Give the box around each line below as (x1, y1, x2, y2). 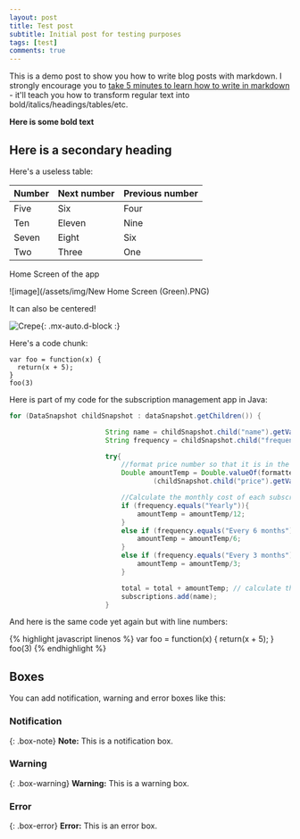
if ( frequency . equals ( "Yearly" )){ (121, 501, 250, 510)
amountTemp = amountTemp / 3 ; (137, 560, 242, 569)
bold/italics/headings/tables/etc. (9, 99, 129, 110)
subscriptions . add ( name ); (121, 592, 218, 601)
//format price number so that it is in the (121, 461, 290, 469)
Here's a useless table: (9, 166, 94, 177)
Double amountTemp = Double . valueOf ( (121, 469, 262, 478)
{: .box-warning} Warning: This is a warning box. (9, 777, 190, 788)
